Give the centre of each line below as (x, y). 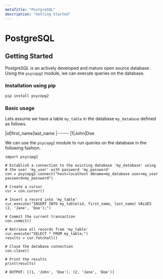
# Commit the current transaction (40, 217)
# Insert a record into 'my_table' (41, 200)
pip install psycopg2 (27, 96)
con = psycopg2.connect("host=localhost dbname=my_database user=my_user (82, 174)
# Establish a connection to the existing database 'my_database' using (81, 166)
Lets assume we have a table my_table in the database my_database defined (81, 119)
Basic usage (20, 108)
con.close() (17, 251)
